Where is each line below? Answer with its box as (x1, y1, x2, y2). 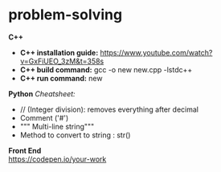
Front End (8, 145, 42, 155)
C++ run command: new (19, 73, 103, 83)
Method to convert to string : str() (19, 130, 131, 140)
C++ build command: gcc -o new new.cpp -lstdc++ (19, 64, 193, 74)
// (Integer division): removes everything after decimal (19, 104, 199, 114)
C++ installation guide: (19, 47, 99, 57)
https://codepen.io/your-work (8, 154, 107, 164)
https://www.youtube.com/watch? (100, 47, 213, 57)
